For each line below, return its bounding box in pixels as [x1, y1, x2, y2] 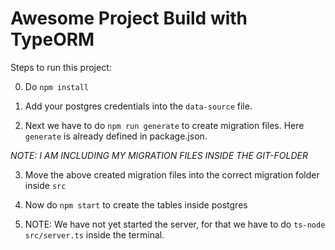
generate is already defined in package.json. [24, 130, 208, 142]
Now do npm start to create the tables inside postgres [24, 198, 248, 211]
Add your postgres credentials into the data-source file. [24, 100, 253, 112]
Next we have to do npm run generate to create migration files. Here [24, 119, 305, 131]
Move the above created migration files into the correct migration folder [24, 168, 320, 181]
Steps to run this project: [10, 61, 112, 73]
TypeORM [10, 28, 95, 51]
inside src [24, 179, 67, 191]
